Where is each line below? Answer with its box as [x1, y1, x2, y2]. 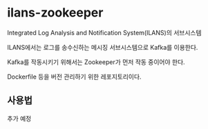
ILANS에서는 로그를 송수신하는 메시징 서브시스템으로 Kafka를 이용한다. [7, 43, 198, 51]
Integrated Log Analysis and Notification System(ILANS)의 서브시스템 [7, 28, 202, 37]
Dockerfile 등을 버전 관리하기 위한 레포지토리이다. [7, 72, 142, 81]
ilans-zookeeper [7, 5, 104, 21]
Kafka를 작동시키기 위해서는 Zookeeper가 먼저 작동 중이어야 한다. [7, 57, 185, 66]
